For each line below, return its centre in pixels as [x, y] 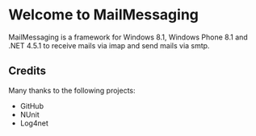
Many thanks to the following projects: [72, 90]
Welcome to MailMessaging [104, 15]
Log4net [34, 123]
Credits [27, 71]
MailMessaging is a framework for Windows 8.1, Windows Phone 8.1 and [128, 37]
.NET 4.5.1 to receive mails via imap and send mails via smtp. [109, 45]
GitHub [32, 105]
